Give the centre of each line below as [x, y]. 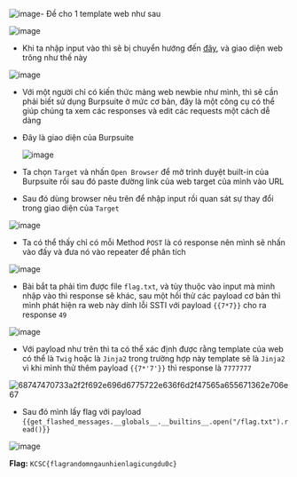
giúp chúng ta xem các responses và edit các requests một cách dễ [146, 111]
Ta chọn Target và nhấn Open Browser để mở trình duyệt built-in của [145, 172]
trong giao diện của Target [70, 208]
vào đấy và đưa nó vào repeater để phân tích [104, 252]
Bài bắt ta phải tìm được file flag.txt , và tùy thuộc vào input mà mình [148, 286]
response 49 [44, 314]
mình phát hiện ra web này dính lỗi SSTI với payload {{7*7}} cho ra [144, 305]
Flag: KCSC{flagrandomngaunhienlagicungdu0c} [93, 463]
